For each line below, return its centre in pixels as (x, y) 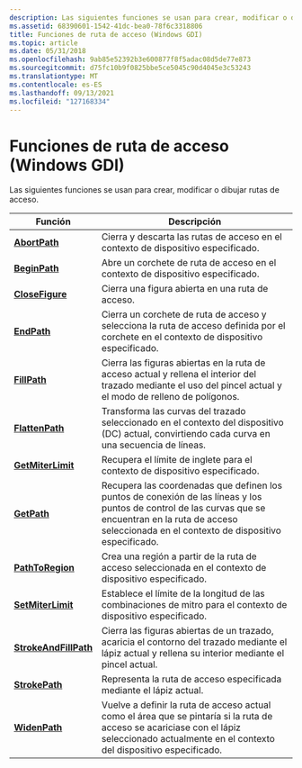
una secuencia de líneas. (154, 445)
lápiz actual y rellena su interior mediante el (193, 654)
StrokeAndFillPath (53, 647)
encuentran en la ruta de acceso (169, 520)
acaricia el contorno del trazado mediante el (194, 642)
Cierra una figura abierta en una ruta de (185, 289)
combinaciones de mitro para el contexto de (194, 605)
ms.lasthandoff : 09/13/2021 (62, 93)
